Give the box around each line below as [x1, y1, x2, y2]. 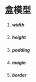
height [11, 34, 26, 40]
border [11, 72, 27, 78]
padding [11, 47, 30, 53]
